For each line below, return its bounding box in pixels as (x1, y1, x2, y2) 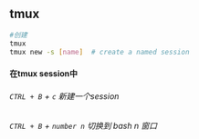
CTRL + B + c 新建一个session (9, 90, 120, 102)
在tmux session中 (9, 68, 79, 79)
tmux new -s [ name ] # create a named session (9, 47, 190, 56)
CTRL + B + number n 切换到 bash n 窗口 (9, 121, 158, 132)
